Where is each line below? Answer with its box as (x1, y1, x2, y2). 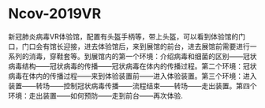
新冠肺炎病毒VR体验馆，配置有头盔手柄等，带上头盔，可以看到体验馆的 (8, 32, 239, 41)
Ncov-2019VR (8, 5, 102, 23)
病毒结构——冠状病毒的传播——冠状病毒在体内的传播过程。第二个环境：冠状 (8, 61, 257, 71)
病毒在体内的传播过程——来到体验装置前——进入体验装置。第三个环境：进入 (8, 71, 257, 80)
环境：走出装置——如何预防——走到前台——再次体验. (8, 91, 184, 100)
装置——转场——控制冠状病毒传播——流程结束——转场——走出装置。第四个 (8, 80, 257, 91)
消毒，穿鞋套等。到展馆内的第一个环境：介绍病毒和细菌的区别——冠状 (28, 51, 257, 61)
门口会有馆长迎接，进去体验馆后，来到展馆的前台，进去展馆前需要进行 (21, 41, 250, 51)
